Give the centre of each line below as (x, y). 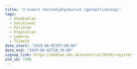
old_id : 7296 (18, 59)
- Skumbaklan (23, 18)
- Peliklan (21, 28)
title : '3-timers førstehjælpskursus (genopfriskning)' (63, 9)
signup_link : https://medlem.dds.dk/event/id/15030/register (69, 55)
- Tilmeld (19, 41)
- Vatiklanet (23, 23)
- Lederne (19, 37)
